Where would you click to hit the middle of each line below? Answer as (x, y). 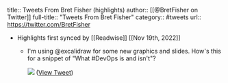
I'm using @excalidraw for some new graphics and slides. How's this (124, 51)
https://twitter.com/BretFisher (49, 24)
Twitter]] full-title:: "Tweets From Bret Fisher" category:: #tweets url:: (104, 17)
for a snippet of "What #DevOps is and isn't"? (91, 58)
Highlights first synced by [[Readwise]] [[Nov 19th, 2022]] (99, 38)
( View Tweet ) (55, 72)
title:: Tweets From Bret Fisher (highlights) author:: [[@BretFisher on (103, 10)
